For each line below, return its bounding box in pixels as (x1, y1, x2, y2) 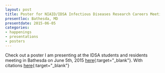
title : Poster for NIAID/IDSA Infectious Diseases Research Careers (5, 12, 148, 17)
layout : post (5, 7, 32, 12)
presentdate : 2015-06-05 (5, 20, 56, 26)
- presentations (5, 35, 38, 39)
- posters (5, 39, 26, 44)
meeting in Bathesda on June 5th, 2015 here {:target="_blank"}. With (5, 57, 143, 63)
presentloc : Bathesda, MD (5, 16, 58, 21)
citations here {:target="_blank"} (5, 62, 70, 68)
